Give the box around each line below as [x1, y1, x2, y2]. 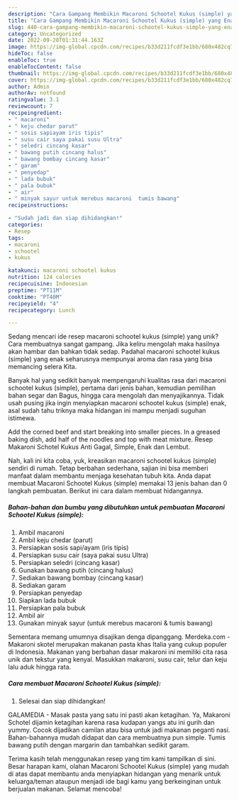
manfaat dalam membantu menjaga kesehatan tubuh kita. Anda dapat [8, 471, 211, 480]
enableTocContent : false [8, 63, 82, 70]
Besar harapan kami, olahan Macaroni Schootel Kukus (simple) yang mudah [8, 762, 229, 771]
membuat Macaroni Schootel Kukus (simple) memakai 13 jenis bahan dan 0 [8, 479, 228, 488]
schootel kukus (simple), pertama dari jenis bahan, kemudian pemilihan [8, 384, 216, 393]
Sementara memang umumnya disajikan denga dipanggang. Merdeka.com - [8, 632, 230, 641]
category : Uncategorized [8, 30, 82, 38]
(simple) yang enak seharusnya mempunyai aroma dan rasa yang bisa [8, 355, 213, 363]
